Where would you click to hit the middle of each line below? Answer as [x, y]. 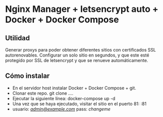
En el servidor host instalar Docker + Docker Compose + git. [74, 88]
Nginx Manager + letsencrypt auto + [82, 9]
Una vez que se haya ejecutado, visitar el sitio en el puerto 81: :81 [80, 104]
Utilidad [17, 38]
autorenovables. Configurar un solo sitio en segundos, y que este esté [77, 55]
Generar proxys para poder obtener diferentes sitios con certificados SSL [81, 50]
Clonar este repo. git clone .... [43, 93]
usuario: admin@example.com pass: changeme [61, 109]
